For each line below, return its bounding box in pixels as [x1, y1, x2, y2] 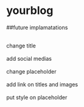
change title [6, 42, 37, 49]
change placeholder [6, 67, 57, 75]
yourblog [6, 4, 54, 18]
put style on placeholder [6, 94, 68, 101]
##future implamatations [6, 24, 68, 31]
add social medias [6, 55, 52, 62]
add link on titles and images [6, 80, 78, 88]
